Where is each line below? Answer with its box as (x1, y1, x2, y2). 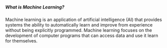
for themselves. (5, 37, 38, 43)
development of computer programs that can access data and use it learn (5, 32, 158, 38)
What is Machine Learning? (5, 4, 65, 10)
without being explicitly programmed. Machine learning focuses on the (5, 27, 152, 33)
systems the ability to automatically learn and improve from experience (5, 21, 153, 27)
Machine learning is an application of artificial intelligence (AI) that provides (5, 16, 162, 22)
